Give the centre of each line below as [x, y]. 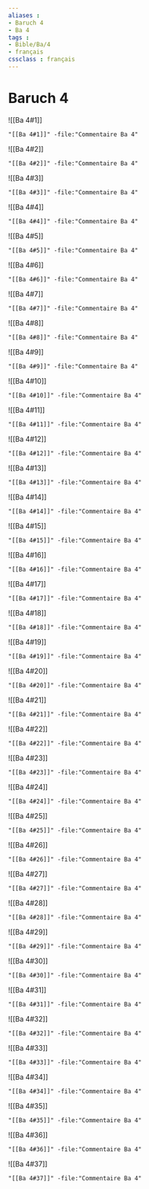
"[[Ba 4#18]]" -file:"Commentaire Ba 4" [75, 627]
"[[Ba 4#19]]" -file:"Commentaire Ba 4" [75, 656]
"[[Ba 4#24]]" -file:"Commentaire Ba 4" [75, 801]
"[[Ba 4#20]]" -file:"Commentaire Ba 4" [75, 685]
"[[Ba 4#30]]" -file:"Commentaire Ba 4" [75, 975]
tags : [19, 37]
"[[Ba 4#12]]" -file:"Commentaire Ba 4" [75, 453]
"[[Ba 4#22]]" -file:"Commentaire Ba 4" [75, 743]
